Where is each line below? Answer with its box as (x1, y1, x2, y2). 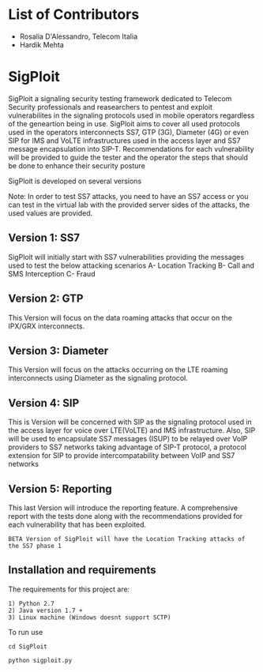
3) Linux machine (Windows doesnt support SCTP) (8, 614, 171, 621)
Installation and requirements (8, 563, 156, 577)
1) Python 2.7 (8, 599, 55, 607)
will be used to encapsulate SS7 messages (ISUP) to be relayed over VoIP (8, 434, 248, 444)
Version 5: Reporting (8, 482, 112, 495)
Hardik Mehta (19, 39, 65, 49)
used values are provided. (8, 208, 93, 218)
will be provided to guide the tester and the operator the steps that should (8, 152, 249, 162)
